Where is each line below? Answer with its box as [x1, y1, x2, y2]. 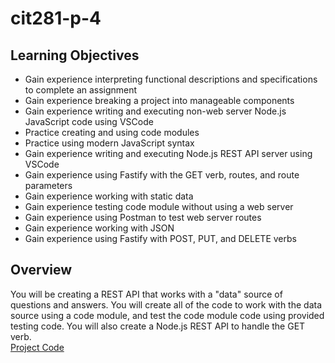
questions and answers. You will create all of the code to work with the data [10, 298, 323, 311]
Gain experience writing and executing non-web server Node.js [24, 105, 287, 117]
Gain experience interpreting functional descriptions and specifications [24, 73, 318, 85]
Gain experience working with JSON [24, 222, 175, 234]
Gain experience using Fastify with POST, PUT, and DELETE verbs [24, 233, 297, 244]
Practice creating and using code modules [24, 127, 200, 138]
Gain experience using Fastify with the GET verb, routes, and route [24, 169, 300, 181]
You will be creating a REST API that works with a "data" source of [10, 288, 283, 300]
